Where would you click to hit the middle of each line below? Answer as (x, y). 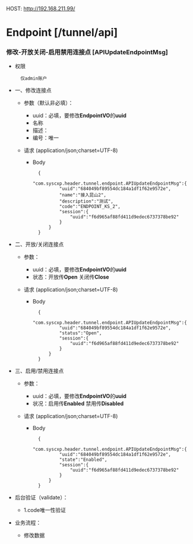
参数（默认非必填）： (48, 103)
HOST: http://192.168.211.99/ (41, 9)
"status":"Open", (80, 333)
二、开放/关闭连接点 (39, 244)
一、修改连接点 (33, 90)
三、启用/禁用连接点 (39, 371)
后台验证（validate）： (41, 498)
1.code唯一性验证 (45, 510)
